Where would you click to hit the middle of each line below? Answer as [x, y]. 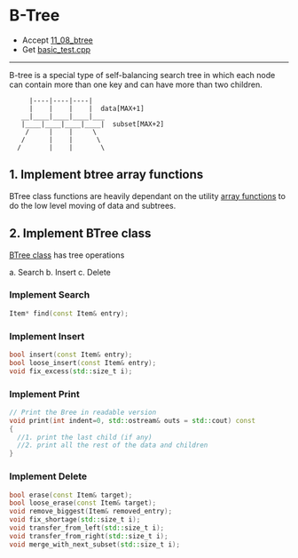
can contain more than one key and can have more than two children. [136, 84]
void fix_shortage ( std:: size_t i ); [75, 520]
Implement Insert [47, 336]
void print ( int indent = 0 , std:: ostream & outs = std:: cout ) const [133, 420]
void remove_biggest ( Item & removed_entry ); [91, 512]
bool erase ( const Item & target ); [71, 495]
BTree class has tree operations [67, 255]
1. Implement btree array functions [106, 175]
